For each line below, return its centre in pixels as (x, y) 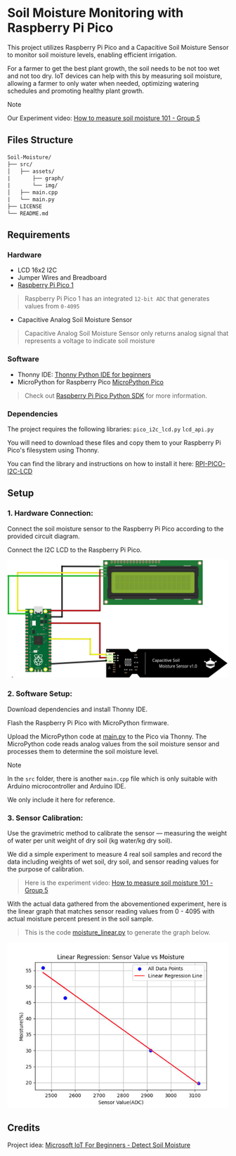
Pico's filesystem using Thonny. (53, 450)
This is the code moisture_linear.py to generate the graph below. (117, 933)
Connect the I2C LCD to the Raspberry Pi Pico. (75, 550)
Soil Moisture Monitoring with (96, 13)
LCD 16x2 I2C (37, 270)
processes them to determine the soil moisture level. (83, 751)
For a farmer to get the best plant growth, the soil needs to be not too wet (113, 68)
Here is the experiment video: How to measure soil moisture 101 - (119, 883)
